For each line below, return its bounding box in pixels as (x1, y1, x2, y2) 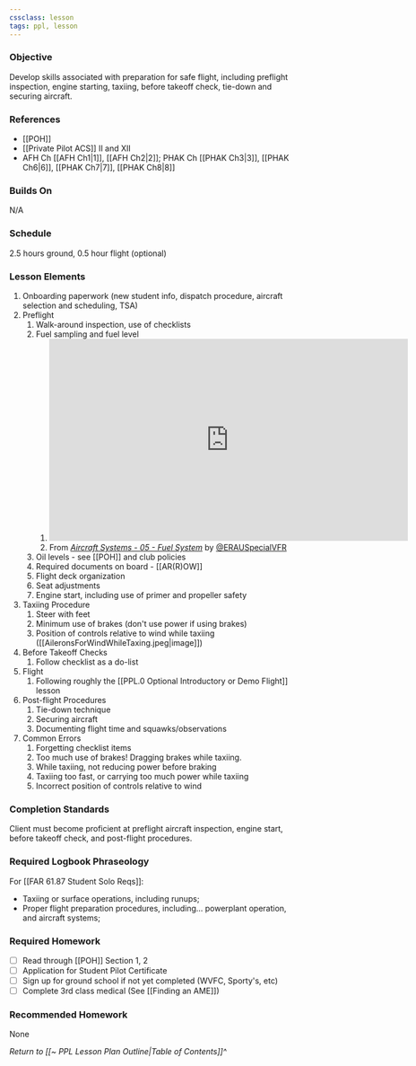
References (9, 113, 61, 126)
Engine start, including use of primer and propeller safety (35, 589, 247, 600)
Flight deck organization (35, 570, 126, 581)
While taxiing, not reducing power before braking (35, 761, 217, 772)
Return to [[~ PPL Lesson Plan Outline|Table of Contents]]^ (9, 1046, 227, 1057)
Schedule (9, 227, 52, 240)
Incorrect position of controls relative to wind (35, 780, 203, 791)
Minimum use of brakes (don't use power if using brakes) (35, 618, 247, 629)
